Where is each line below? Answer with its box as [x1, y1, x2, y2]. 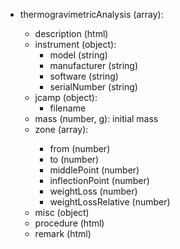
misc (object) [34, 207, 90, 218]
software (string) [49, 70, 119, 82]
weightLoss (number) [49, 185, 138, 197]
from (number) [49, 143, 111, 154]
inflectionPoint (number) [49, 175, 150, 186]
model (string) [49, 49, 108, 61]
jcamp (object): [34, 92, 98, 103]
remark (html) [34, 228, 92, 239]
